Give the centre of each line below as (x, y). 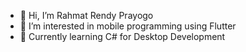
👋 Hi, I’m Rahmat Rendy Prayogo (86, 15)
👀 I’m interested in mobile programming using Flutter (128, 26)
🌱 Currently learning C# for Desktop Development (122, 36)
